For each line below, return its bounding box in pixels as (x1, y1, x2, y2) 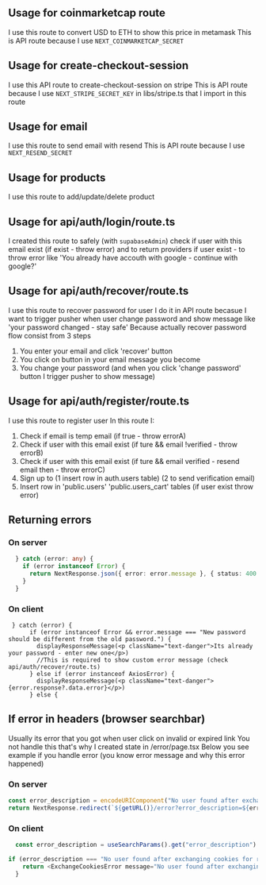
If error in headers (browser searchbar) (8, 713, 206, 726)
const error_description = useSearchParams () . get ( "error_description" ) (15, 841, 257, 849)
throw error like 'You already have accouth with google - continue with (8, 253, 238, 263)
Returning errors (8, 513, 93, 527)
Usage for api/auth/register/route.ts (8, 395, 190, 408)
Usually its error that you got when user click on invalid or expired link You (8, 733, 251, 743)
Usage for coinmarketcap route (8, 6, 166, 20)
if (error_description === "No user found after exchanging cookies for (8, 856, 253, 864)
